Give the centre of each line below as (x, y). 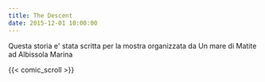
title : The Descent (41, 16)
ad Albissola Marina (41, 54)
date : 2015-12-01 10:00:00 (53, 23)
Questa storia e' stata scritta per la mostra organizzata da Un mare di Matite (132, 45)
